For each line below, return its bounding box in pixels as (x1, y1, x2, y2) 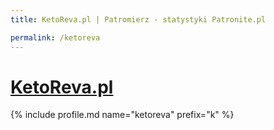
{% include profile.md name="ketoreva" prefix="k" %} (10, 109, 235, 121)
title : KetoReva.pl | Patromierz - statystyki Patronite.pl (10, 14, 267, 25)
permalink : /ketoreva (10, 32, 101, 43)
